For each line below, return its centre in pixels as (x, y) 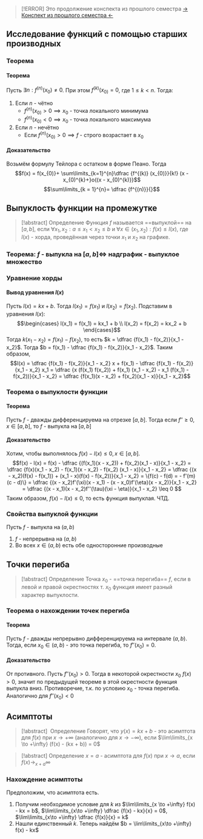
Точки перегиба (38, 564)
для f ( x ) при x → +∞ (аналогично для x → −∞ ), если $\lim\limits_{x (107, 737)
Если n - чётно (34, 103)
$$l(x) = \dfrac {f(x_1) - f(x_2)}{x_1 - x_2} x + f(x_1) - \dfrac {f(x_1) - (93, 363)
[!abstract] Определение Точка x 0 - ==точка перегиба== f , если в (106, 580)
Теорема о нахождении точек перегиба (68, 610)
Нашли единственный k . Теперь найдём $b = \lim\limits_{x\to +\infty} (103, 824)
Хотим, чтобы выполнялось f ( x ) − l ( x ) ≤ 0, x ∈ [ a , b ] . (73, 453)
